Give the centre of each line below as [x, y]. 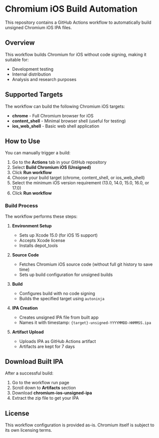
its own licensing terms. [29, 430]
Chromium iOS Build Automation [71, 9]
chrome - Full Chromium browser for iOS [53, 115]
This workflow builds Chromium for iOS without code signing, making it [76, 54]
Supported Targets [34, 95]
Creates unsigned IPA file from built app [59, 317]
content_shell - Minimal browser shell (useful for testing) [69, 121]
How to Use [23, 141]
